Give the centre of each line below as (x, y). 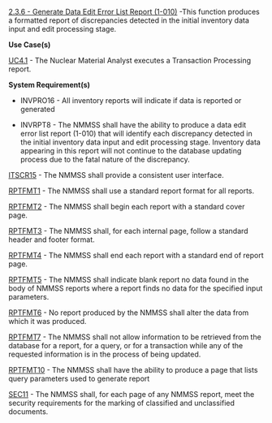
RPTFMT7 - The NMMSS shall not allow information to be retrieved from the (135, 337)
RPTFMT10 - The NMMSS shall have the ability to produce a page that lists (133, 370)
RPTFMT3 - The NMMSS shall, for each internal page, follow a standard (129, 231)
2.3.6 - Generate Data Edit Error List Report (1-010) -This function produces (134, 12)
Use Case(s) (30, 45)
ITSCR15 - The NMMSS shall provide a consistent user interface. (117, 175)
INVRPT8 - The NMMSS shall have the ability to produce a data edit (133, 125)
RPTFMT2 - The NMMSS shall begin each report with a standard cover (127, 207)
